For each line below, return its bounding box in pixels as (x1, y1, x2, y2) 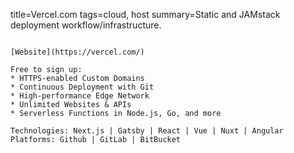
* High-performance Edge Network (10, 91, 150, 101)
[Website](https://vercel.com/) (10, 47, 145, 57)
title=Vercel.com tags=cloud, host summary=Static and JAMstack (10, 9, 281, 20)
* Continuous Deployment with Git (10, 82, 155, 92)
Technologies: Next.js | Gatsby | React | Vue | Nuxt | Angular (10, 126, 284, 136)
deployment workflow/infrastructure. (10, 19, 162, 31)
